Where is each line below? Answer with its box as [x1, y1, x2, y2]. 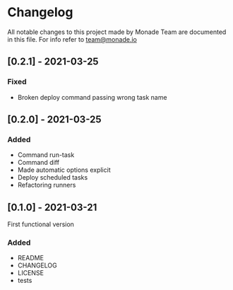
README [17, 254, 44, 262]
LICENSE [17, 269, 44, 277]
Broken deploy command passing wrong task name [17, 93, 167, 101]
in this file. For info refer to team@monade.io [7, 35, 138, 43]
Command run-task [17, 151, 75, 159]
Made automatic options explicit [17, 166, 111, 174]
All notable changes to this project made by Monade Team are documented [7, 28, 227, 36]
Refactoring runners [17, 181, 76, 190]
